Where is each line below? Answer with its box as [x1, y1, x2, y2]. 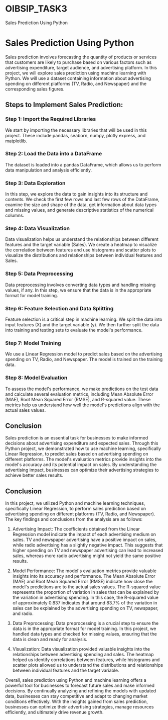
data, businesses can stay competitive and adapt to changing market [5, 693, 148, 699]
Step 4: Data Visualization [5, 225, 70, 232]
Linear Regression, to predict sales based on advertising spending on [5, 451, 149, 457]
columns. [5, 212, 25, 219]
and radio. [12, 610, 34, 616]
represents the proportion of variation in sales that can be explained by [12, 589, 159, 595]
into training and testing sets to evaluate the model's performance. [5, 327, 143, 333]
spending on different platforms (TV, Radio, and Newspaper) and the [5, 80, 147, 86]
